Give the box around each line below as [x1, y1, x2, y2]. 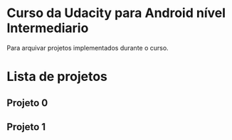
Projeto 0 [6, 97, 48, 109]
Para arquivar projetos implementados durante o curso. [6, 43, 169, 52]
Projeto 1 [6, 121, 46, 133]
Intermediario [6, 20, 89, 36]
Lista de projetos [6, 69, 107, 85]
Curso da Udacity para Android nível [6, 5, 226, 21]
